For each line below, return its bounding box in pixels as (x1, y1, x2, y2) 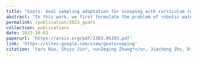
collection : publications (6, 24, 69, 31)
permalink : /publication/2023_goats (6, 19, 96, 25)
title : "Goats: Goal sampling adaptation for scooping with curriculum (6, 8, 185, 15)
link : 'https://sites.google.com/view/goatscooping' (6, 41, 138, 47)
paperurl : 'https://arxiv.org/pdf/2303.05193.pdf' (6, 35, 133, 41)
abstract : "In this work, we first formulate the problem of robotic (6, 14, 180, 20)
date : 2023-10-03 (6, 30, 49, 36)
